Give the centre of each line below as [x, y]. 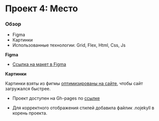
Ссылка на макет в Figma [39, 64]
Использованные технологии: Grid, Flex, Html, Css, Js [69, 45]
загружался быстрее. [28, 89]
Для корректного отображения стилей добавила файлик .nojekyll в [83, 108]
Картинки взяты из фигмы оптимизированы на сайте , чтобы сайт [74, 83]
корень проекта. [30, 113]
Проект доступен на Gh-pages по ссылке [56, 98]
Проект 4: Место [42, 9]
